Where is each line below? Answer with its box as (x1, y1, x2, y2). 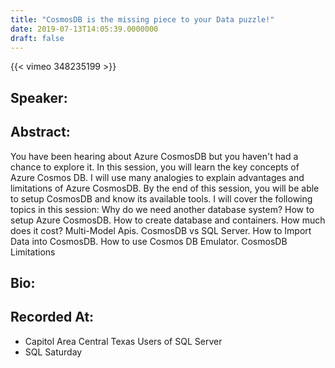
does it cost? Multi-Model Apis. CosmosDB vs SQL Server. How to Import (10, 224, 312, 236)
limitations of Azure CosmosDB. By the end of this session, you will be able (10, 182, 320, 194)
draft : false (10, 33, 65, 43)
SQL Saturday (24, 346, 83, 358)
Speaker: (10, 89, 68, 106)
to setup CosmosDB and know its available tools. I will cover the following (10, 192, 313, 205)
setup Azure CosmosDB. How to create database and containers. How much (10, 214, 326, 226)
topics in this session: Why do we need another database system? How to (10, 203, 315, 215)
